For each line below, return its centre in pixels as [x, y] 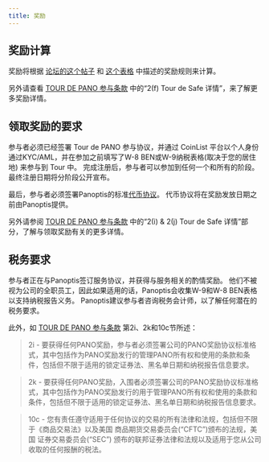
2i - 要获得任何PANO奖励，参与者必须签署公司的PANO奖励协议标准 [139, 345]
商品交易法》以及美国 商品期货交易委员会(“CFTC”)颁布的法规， [146, 429]
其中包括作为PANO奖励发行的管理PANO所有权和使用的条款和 [143, 355]
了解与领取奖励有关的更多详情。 [75, 232]
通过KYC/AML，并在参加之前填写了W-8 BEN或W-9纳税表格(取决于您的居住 [132, 157]
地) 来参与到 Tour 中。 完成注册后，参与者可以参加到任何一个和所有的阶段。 [134, 167]
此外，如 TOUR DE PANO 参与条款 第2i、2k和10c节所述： [103, 328]
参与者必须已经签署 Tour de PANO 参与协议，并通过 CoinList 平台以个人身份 [134, 147]
